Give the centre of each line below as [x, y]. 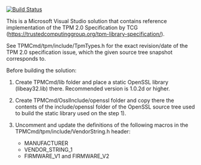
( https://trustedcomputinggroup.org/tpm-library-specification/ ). [86, 34]
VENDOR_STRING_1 [48, 150]
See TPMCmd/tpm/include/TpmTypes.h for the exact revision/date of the [97, 46]
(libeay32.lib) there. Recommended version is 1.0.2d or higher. [93, 89]
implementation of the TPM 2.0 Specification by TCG [72, 28]
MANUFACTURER [46, 143]
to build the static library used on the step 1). [71, 113]
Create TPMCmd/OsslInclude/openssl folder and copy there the [94, 100]
